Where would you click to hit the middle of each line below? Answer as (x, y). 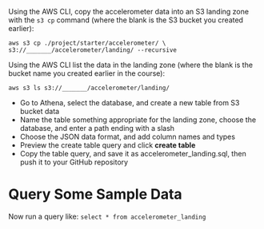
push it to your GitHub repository (74, 162)
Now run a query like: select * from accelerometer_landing (107, 216)
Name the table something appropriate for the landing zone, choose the (138, 120)
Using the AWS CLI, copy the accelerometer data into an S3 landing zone (129, 12)
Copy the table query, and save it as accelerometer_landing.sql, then (133, 154)
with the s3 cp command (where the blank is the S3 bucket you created (126, 20)
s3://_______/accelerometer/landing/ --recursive (93, 50)
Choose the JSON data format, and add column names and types (128, 136)
